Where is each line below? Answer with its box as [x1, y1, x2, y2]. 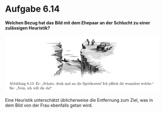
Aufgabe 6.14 [5, 3, 60, 15]
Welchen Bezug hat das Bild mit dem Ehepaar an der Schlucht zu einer [5, 19, 150, 25]
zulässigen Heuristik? [5, 25, 50, 31]
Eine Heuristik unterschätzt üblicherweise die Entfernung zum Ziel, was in [5, 97, 153, 103]
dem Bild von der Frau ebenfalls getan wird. [5, 102, 93, 108]
